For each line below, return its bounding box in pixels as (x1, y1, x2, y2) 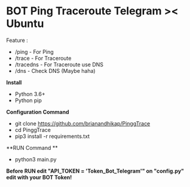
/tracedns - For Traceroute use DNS (14, 61, 103, 68)
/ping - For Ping (14, 48, 54, 55)
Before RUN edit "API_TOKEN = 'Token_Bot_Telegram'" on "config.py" (6, 167, 184, 174)
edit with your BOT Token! (6, 173, 72, 180)
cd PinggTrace (14, 126, 51, 133)
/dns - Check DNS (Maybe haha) (14, 67, 96, 74)
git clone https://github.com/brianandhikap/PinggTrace (14, 119, 151, 127)
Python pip (14, 97, 42, 104)
